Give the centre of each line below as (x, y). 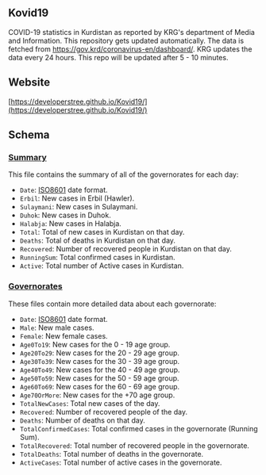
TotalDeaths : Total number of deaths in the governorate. (112, 454)
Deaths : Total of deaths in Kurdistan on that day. (98, 240)
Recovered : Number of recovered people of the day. (104, 412)
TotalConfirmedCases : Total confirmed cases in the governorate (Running (139, 428)
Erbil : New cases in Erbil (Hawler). (77, 198)
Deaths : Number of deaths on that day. (82, 420)
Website (29, 82)
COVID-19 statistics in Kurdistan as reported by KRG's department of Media (132, 32)
